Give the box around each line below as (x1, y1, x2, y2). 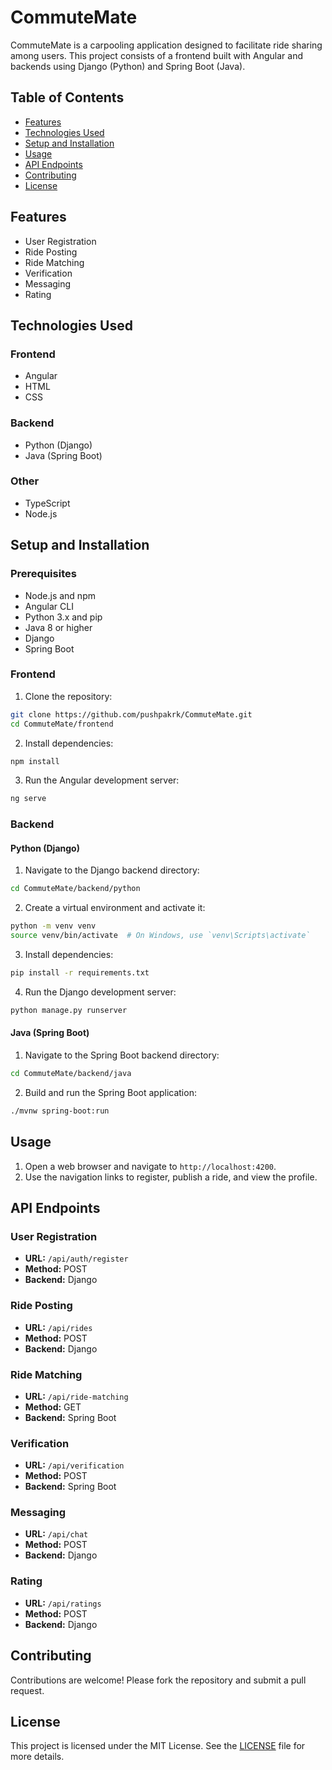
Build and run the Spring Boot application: (24, 1086, 197, 1098)
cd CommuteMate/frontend (10, 719, 114, 729)
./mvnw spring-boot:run (10, 1106, 110, 1116)
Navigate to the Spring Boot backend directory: (24, 1049, 220, 1061)
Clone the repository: (24, 690, 113, 702)
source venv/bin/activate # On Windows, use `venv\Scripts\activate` (10, 931, 311, 941)
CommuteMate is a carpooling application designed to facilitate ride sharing (10, 39, 323, 51)
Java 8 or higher (24, 621, 93, 633)
